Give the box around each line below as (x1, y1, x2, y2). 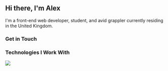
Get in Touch (5, 35, 37, 42)
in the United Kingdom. (5, 23, 53, 29)
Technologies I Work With (5, 49, 70, 56)
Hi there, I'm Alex (5, 4, 61, 13)
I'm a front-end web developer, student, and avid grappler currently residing (5, 17, 163, 23)
